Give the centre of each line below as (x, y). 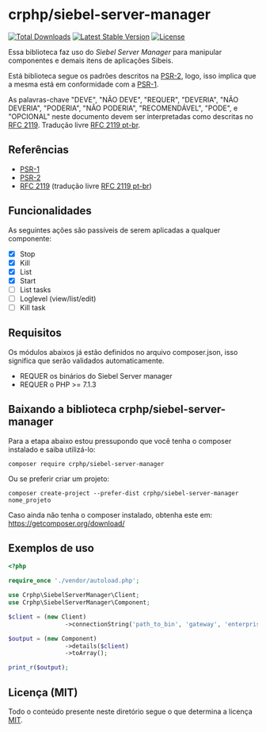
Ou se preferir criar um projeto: (59, 479)
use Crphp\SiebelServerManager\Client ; (74, 595)
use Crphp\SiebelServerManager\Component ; (79, 603)
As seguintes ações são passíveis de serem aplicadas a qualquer (114, 230)
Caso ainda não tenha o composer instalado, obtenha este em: (110, 514)
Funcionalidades (50, 211)
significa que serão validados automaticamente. (86, 360)
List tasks (35, 289)
